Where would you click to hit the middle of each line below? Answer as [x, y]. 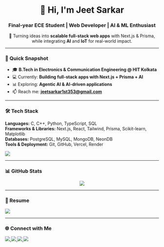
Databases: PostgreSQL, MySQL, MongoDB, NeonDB [59, 139]
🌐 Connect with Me [29, 228]
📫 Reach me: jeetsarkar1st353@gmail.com [57, 91]
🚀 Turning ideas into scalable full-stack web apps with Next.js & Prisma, [82, 36]
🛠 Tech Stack [22, 111]
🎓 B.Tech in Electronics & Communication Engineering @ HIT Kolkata [84, 69]
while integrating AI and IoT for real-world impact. [82, 41]
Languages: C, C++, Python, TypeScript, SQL [51, 123]
